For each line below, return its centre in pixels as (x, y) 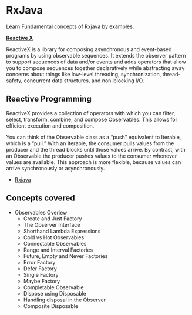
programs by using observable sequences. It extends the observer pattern (96, 55)
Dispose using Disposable (55, 293)
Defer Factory (40, 269)
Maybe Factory (42, 281)
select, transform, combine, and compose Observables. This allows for (92, 119)
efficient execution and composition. (50, 125)
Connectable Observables (55, 243)
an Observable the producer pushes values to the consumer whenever (92, 156)
